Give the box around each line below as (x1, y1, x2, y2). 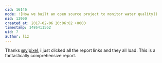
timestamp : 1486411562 (5, 25, 51, 30)
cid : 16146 (5, 7, 27, 12)
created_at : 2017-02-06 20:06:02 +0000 (5, 20, 86, 26)
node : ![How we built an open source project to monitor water (5, 12, 136, 16)
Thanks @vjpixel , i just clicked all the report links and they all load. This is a (5, 47, 156, 53)
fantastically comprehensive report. (5, 52, 76, 58)
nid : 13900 (5, 16, 27, 21)
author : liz (5, 34, 29, 39)
